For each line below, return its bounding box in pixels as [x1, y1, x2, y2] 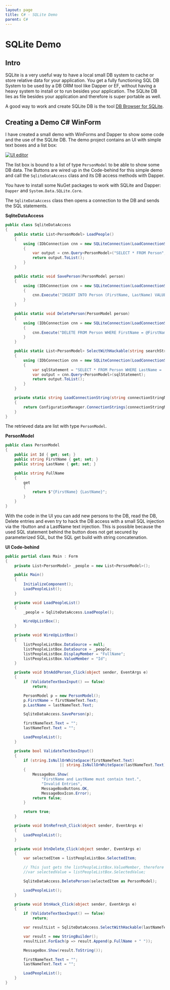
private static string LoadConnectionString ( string [14, 395, 125, 400]
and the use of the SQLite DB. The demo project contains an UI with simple [5, 137, 161, 143]
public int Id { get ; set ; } [14, 452, 76, 458]
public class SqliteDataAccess [5, 222, 71, 228]
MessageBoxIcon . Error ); [41, 791, 92, 796]
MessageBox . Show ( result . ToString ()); [23, 948, 103, 953]
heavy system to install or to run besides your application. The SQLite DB [5, 88, 158, 94]
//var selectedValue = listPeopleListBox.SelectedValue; [23, 870, 146, 875]
